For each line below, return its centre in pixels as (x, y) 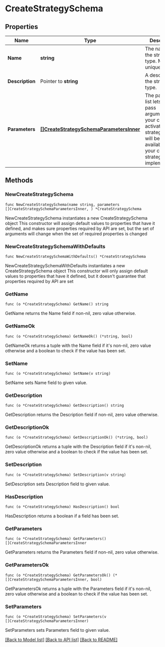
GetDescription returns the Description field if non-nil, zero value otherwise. (82, 415)
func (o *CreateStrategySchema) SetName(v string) (58, 373)
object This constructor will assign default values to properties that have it (80, 223)
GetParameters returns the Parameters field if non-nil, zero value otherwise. (82, 552)
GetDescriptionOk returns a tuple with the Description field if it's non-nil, (78, 447)
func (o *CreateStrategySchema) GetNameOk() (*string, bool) (69, 336)
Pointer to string (59, 81)
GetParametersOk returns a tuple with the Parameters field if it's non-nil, (78, 589)
